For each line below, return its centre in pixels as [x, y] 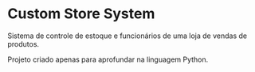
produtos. [24, 44]
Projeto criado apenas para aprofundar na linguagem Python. [108, 59]
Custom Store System [81, 14]
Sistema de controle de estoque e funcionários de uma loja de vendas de [127, 36]
